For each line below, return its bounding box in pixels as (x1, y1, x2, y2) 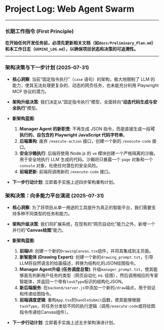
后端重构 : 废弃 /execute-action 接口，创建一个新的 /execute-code (19, 138, 151, 144)
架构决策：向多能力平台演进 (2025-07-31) (5, 192, 104, 199)
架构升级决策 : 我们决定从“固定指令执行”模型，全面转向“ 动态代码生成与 (12, 99, 153, 105)
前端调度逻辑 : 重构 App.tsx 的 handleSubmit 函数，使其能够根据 (19, 297, 141, 303)
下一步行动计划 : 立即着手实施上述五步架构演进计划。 (12, 319, 118, 325)
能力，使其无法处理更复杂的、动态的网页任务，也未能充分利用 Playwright (12, 82, 159, 88)
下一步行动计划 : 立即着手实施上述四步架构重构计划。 (12, 179, 118, 185)
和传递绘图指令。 (19, 290, 54, 297)
